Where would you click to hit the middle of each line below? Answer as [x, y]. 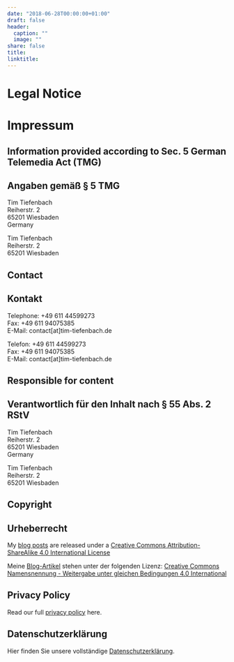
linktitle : [23, 59]
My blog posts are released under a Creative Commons [86, 545]
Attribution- [184, 545]
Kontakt [25, 299]
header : [18, 27]
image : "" [28, 40]
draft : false [26, 20]
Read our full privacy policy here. [55, 612]
